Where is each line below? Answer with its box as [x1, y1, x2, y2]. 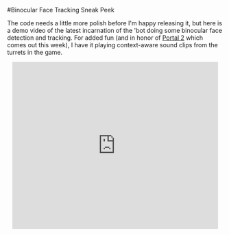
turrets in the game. [7, 48, 63, 56]
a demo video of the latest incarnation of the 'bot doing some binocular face [7, 27, 223, 34]
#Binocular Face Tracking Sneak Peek [7, 6, 114, 14]
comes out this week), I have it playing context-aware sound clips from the [7, 41, 218, 49]
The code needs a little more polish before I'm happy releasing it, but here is [7, 19, 223, 27]
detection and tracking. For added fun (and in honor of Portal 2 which [7, 34, 204, 42]
